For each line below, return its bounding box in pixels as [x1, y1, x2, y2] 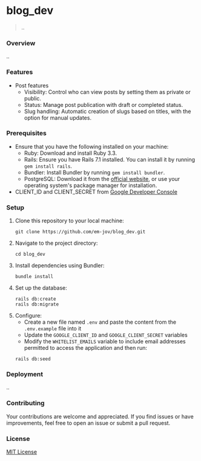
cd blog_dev [15, 251, 45, 258]
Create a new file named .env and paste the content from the [24, 318, 177, 326]
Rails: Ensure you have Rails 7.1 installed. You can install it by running [24, 155, 196, 163]
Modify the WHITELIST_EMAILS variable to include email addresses [24, 338, 186, 345]
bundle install [15, 274, 54, 280]
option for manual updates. [24, 114, 92, 121]
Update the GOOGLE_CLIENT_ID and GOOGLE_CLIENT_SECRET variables [24, 332, 188, 339]
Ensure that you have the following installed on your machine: [15, 143, 169, 150]
